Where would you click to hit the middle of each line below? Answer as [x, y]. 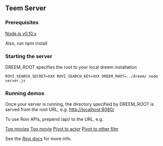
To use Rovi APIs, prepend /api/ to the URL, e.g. [54, 119]
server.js [16, 81]
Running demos [25, 93]
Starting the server [29, 56]
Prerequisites [22, 23]
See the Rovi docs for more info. [38, 139]
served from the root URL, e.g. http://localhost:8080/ [60, 109]
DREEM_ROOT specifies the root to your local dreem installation [71, 67]
